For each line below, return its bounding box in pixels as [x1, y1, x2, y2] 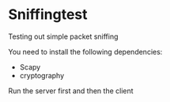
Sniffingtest [8, 6, 89, 24]
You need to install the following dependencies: [8, 47, 163, 56]
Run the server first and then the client [8, 85, 134, 96]
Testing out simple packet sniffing [8, 32, 119, 41]
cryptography [19, 70, 65, 80]
